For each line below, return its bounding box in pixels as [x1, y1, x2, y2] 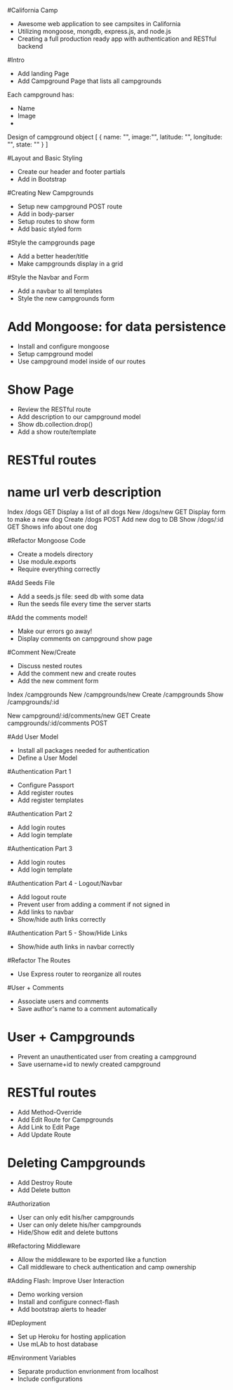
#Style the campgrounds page [7, 239, 95, 246]
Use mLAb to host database [17, 1339, 98, 1348]
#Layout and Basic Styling [7, 154, 83, 162]
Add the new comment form [17, 677, 99, 685]
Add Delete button [17, 1186, 71, 1194]
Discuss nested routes [17, 662, 83, 670]
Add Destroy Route [17, 1178, 72, 1186]
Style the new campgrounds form [17, 294, 114, 302]
